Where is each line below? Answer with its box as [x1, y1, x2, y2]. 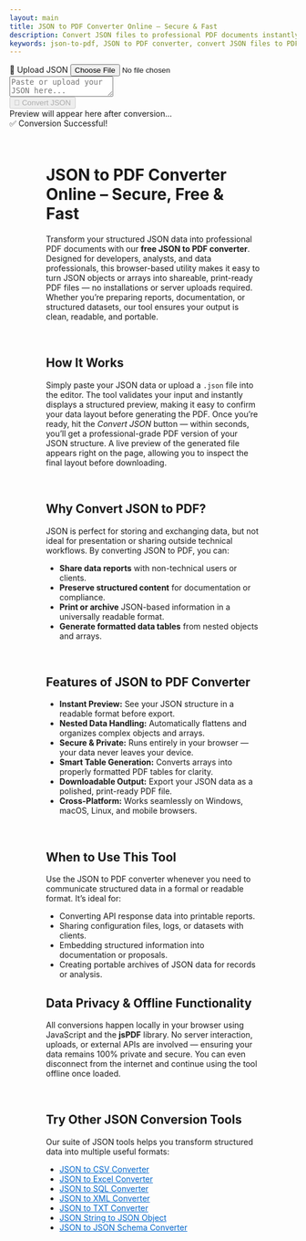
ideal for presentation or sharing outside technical [46, 535, 233, 546]
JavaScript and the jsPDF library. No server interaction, [46, 1029, 253, 1040]
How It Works [46, 355, 125, 370]
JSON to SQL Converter [58, 1183, 149, 1194]
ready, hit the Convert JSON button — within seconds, [46, 418, 250, 429]
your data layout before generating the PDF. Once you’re [46, 408, 259, 420]
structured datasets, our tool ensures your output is [46, 302, 240, 312]
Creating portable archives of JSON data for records [58, 959, 257, 970]
